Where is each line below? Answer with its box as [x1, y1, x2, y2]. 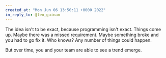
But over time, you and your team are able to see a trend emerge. [5, 47, 142, 53]
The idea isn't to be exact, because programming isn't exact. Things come [5, 26, 161, 32]
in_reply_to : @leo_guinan [5, 12, 60, 17]
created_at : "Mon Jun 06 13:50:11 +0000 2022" [5, 7, 106, 13]
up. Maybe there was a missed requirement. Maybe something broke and [5, 32, 159, 38]
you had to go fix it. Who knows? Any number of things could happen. [5, 37, 152, 43]
